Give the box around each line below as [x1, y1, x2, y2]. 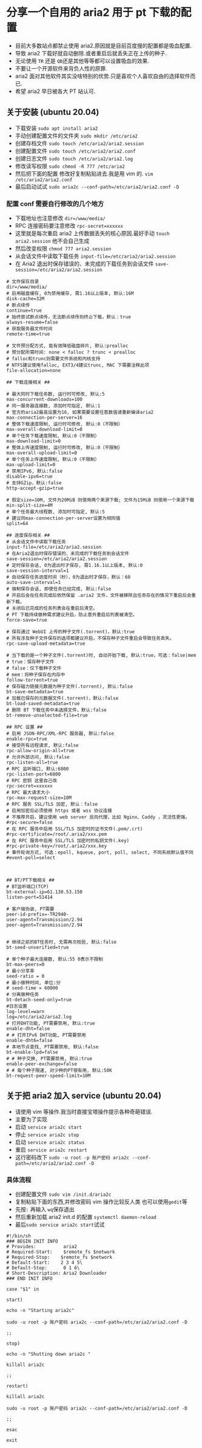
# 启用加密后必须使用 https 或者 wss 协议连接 [6, 808, 112, 814]
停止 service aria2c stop [15, 1131, 79, 1138]
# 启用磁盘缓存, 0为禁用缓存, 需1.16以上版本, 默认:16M [6, 290, 134, 297]
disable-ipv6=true [6, 473, 53, 480]
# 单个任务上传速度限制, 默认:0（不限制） [6, 456, 100, 462]
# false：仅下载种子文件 [6, 665, 62, 671]
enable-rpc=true [6, 736, 47, 742]
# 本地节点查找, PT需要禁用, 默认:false [6, 1044, 99, 1050]
